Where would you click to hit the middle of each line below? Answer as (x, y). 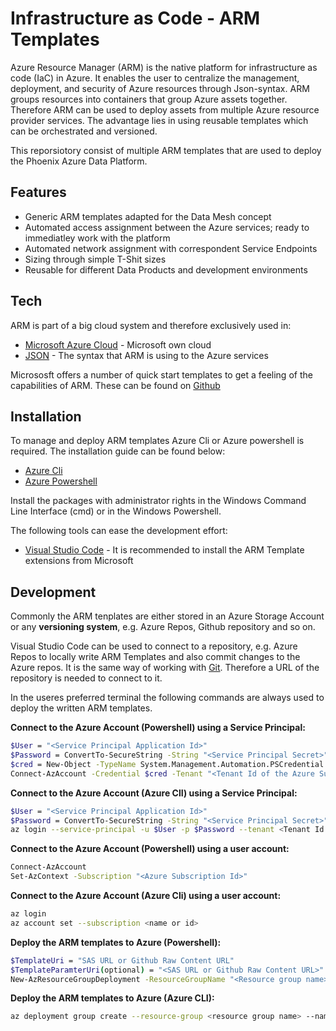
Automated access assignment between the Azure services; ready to (167, 227)
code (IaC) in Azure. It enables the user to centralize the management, (155, 78)
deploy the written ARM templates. (81, 708)
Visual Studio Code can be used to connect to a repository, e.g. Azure (154, 646)
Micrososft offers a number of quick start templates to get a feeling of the (161, 374)
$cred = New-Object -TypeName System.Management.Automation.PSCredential (167, 764)
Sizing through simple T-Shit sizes (95, 259)
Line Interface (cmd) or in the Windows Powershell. (116, 511)
